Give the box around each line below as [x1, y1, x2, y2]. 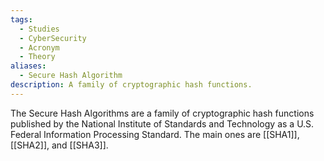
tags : [10, 14, 33, 25]
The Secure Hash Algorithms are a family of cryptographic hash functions [10, 107, 315, 119]
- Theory [19, 52, 56, 62]
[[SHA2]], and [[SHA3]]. [10, 139, 109, 151]
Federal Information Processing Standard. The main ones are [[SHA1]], [10, 128, 300, 140]
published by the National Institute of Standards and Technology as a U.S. [10, 117, 315, 130]
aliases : [10, 61, 47, 71]
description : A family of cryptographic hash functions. [10, 80, 253, 90]
